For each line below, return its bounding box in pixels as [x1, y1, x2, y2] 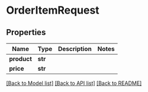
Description [58, 45, 92, 53]
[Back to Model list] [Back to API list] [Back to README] [6, 80, 142, 87]
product [9, 55, 33, 63]
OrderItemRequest [6, 4, 99, 17]
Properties [6, 27, 46, 37]
